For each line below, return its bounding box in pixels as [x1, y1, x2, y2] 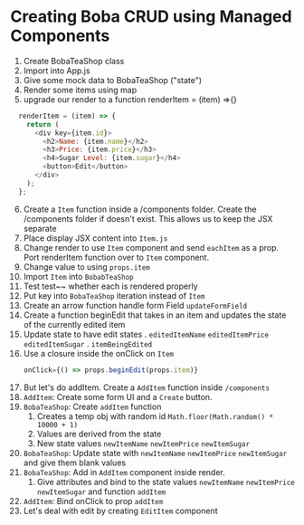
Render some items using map [23, 84, 138, 95]
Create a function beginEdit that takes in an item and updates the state [23, 310, 287, 320]
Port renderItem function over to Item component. [23, 252, 210, 262]
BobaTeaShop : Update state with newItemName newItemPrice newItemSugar [23, 447, 288, 458]
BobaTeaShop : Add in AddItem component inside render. [23, 466, 225, 477]
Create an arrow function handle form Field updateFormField [23, 300, 248, 310]
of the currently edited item [23, 319, 126, 329]
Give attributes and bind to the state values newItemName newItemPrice [36, 476, 295, 487]
